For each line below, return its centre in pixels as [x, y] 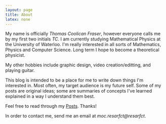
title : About [19, 15]
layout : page [19, 10]
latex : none [18, 19]
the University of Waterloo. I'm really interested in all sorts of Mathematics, [83, 45]
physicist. [15, 55]
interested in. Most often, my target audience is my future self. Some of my [83, 86]
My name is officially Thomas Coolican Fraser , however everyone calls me [83, 34]
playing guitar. [20, 70]
